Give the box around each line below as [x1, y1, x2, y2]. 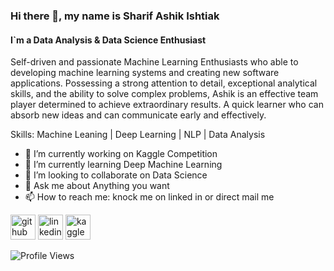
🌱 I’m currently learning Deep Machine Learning [24, 159, 223, 171]
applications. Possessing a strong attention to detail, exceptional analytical [10, 77, 318, 89]
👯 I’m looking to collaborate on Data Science [24, 169, 208, 181]
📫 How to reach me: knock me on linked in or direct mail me [24, 191, 275, 203]
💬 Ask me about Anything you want [24, 180, 170, 192]
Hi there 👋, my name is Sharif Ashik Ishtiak [10, 9, 220, 23]
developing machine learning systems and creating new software [10, 67, 280, 79]
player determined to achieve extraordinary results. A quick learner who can [10, 99, 324, 111]
